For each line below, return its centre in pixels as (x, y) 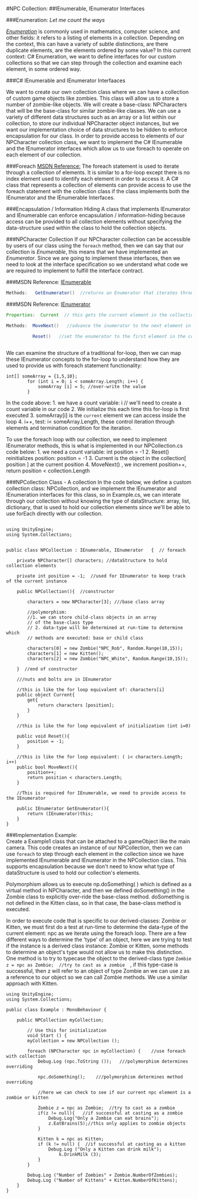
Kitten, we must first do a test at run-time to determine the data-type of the (97, 927)
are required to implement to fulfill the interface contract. (75, 271)
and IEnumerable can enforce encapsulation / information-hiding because (96, 215)
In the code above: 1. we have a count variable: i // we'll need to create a (94, 403)
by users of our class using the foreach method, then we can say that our (95, 245)
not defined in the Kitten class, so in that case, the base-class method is (94, 903)
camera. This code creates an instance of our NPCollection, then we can (94, 848)
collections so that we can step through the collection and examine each (94, 63)
